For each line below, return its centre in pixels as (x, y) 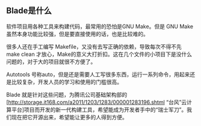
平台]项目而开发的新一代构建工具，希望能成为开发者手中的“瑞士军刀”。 (99, 109)
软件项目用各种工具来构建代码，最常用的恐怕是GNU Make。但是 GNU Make (100, 26)
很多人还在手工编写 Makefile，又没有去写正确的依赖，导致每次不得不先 (94, 46)
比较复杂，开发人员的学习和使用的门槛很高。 (66, 82)
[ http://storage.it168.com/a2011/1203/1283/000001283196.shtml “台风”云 (97, 102)
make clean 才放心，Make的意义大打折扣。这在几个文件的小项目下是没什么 (99, 54)
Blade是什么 (29, 11)
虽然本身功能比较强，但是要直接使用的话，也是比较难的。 (77, 34)
